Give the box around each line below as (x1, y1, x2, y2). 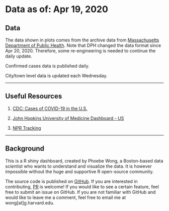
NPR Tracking (12, 125, 41, 131)
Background (5, 144, 44, 153)
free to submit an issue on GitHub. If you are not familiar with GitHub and (5, 189, 156, 195)
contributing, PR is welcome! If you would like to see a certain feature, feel (5, 183, 159, 190)
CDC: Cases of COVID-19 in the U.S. (12, 105, 88, 112)
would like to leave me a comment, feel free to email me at (5, 194, 126, 200)
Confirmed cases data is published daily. (5, 63, 90, 69)
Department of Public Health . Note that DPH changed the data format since (5, 42, 161, 48)
